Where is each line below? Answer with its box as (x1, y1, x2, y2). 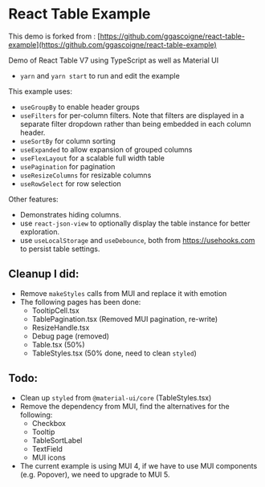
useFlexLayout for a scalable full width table (19, 153, 165, 163)
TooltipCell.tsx (31, 306, 80, 315)
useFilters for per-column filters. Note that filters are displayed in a (19, 110, 245, 120)
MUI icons (31, 453, 66, 462)
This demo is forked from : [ (8, 31, 100, 41)
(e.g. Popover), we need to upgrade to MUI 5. (19, 469, 170, 479)
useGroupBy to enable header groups (19, 102, 141, 112)
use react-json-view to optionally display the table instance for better (19, 218, 251, 228)
